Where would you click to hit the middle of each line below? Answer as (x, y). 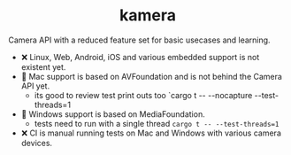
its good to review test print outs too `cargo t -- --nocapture (143, 95)
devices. (37, 143)
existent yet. (43, 66)
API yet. (35, 86)
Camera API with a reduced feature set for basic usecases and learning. (139, 40)
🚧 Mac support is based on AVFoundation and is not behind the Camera (151, 76)
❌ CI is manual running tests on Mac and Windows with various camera (151, 133)
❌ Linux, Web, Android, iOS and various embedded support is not (140, 57)
